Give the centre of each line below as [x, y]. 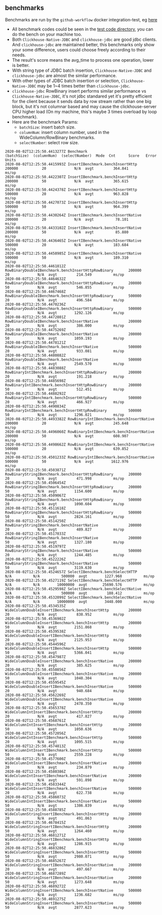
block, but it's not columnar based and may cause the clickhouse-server [84, 106]
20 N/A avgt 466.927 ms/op [65, 402]
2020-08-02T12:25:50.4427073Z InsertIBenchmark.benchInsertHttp [71, 202]
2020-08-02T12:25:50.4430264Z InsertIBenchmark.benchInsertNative [73, 215]
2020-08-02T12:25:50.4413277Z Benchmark [46, 151]
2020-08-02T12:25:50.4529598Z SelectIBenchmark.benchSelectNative [73, 589]
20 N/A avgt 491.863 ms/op [65, 818]
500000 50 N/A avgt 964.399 [67, 207]
